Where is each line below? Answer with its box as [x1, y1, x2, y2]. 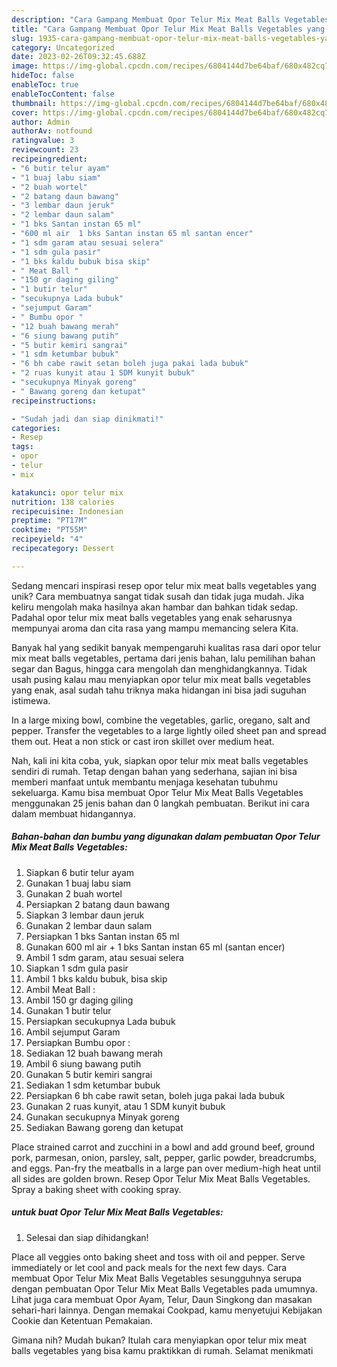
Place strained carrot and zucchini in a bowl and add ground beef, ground [11, 1141, 316, 1153]
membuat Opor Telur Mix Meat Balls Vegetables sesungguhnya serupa [11, 1272, 303, 1284]
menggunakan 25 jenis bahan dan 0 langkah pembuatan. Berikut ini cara [11, 797, 310, 809]
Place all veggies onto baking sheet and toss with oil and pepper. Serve [11, 1251, 306, 1263]
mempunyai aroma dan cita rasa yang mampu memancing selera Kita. [11, 622, 299, 634]
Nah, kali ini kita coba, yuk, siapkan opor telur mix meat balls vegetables [11, 754, 309, 766]
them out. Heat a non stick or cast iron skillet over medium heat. [11, 735, 275, 747]
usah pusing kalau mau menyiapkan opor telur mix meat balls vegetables [11, 673, 311, 685]
